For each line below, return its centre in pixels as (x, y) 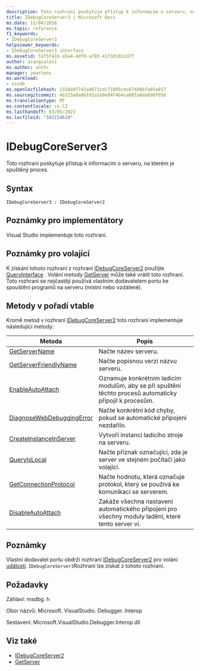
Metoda (51, 341)
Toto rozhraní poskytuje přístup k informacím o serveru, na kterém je (90, 163)
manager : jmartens (29, 73)
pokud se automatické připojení (143, 418)
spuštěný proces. (27, 170)
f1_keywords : (22, 34)
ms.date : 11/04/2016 (32, 23)
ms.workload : (22, 78)
